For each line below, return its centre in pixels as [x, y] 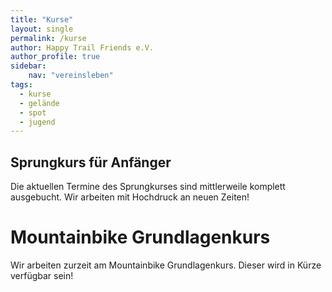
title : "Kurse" [42, 19]
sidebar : [28, 66]
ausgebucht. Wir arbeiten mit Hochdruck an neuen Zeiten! [130, 197]
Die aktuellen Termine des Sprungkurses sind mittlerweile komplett [148, 187]
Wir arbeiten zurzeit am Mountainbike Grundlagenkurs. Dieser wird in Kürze [166, 265]
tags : [21, 85]
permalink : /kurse [48, 38]
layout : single [42, 29]
